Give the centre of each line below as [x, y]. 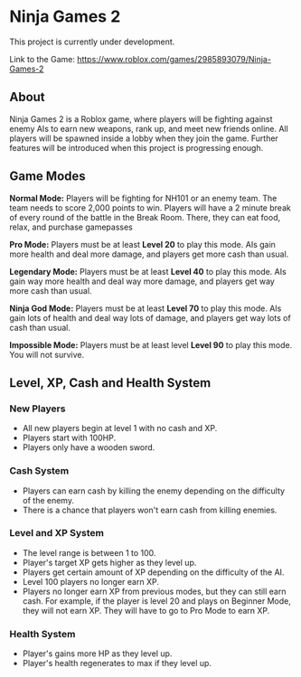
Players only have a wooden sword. [89, 447]
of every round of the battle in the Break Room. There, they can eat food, [145, 217]
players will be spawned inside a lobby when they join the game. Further [144, 138]
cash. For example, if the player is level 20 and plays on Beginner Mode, [156, 601]
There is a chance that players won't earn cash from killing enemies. [150, 510]
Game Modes [47, 177]
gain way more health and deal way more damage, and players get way [142, 281]
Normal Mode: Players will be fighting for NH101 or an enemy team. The [143, 198]
